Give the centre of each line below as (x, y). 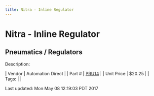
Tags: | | (14, 79)
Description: (18, 64)
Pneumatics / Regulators (44, 52)
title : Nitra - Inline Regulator (39, 10)
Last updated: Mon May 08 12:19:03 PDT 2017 (52, 88)
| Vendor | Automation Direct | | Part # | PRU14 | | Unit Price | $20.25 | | (77, 73)
